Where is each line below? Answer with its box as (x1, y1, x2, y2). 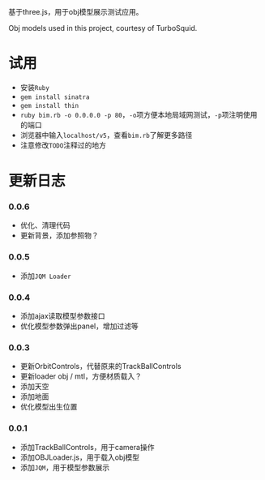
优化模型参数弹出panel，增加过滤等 (19, 321, 139, 331)
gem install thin (19, 101, 79, 109)
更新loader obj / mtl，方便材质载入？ (19, 371, 143, 381)
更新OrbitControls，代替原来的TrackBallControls (19, 362, 182, 371)
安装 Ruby (19, 82, 50, 92)
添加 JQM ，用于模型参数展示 (19, 462, 110, 472)
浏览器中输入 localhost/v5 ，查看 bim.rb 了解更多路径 (19, 130, 193, 139)
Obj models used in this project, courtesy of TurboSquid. (8, 24, 198, 32)
